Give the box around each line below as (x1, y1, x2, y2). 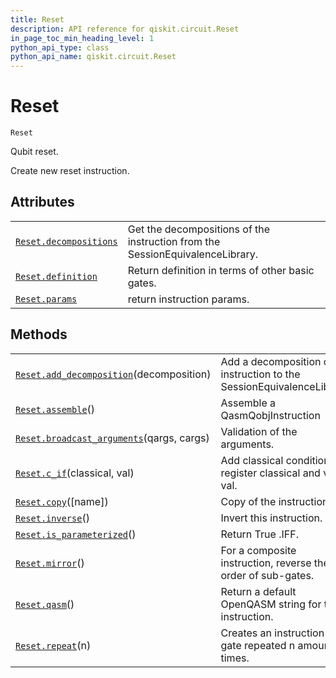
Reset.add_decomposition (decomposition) (15, 367, 212, 381)
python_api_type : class (10, 42, 110, 53)
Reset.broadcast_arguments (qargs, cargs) (15, 431, 210, 445)
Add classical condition (220, 453, 330, 467)
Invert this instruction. (220, 511, 323, 525)
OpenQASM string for (220, 597, 322, 611)
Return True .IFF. (220, 527, 299, 541)
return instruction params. (127, 292, 250, 306)
